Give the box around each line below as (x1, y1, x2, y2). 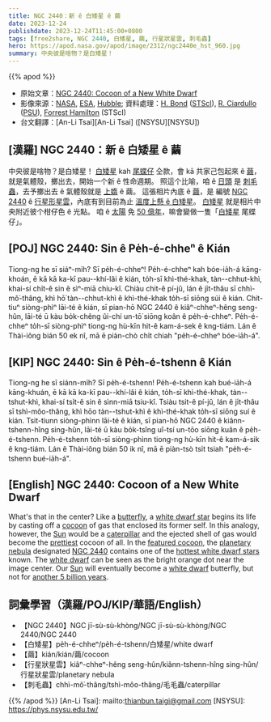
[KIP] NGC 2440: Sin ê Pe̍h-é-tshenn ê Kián (8, 355, 232, 369)
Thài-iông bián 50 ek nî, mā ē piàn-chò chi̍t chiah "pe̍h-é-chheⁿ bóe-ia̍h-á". (8, 330, 260, 340)
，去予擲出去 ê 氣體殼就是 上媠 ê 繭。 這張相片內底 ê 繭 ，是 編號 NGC (15, 186, 248, 196)
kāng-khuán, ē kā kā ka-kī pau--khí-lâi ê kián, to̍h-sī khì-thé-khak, (8, 388, 229, 397)
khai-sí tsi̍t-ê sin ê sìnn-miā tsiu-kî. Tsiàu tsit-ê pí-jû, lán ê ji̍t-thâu (41, 397, 260, 407)
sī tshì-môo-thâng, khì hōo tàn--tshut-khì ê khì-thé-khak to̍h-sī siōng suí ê (8, 406, 256, 417)
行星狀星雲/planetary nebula (19, 669, 115, 680)
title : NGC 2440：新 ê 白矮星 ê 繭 (8, 11, 121, 20)
